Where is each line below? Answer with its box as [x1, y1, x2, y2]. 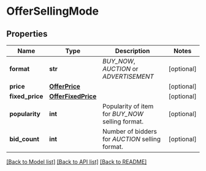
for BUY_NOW [102, 110, 144, 118]
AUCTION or [102, 65, 139, 73]
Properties [6, 29, 48, 39]
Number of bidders [102, 127, 158, 136]
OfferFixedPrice [48, 92, 97, 100]
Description [115, 47, 150, 55]
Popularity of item [102, 102, 154, 111]
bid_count [9, 135, 40, 143]
